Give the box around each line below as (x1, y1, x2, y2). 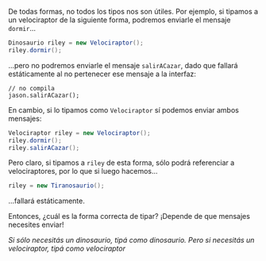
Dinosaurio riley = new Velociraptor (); (8, 39, 145, 47)
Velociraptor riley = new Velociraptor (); (8, 129, 151, 137)
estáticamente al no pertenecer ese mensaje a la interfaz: (8, 69, 197, 79)
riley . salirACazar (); (8, 144, 80, 152)
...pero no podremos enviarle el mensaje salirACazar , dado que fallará (8, 60, 238, 70)
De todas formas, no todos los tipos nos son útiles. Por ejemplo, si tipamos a (8, 7, 259, 16)
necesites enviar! (8, 220, 64, 229)
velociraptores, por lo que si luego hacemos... (8, 167, 158, 176)
